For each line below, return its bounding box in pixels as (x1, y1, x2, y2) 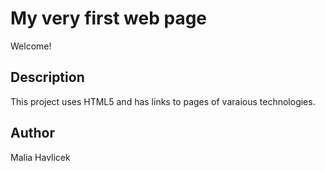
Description (10, 69, 85, 86)
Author (10, 125, 55, 142)
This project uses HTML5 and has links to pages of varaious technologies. (10, 95, 316, 107)
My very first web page (10, 7, 208, 30)
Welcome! (10, 40, 52, 52)
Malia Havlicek (10, 151, 71, 163)
